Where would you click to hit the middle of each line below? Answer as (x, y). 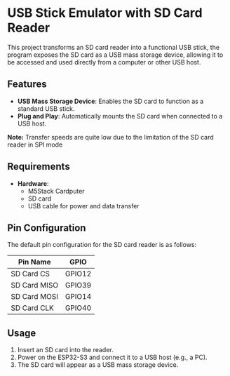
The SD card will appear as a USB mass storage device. (98, 365)
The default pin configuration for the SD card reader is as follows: (102, 245)
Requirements (39, 167)
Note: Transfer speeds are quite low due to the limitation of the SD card (110, 137)
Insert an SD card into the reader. (65, 350)
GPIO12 (78, 274)
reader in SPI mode (35, 145)
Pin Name (34, 262)
